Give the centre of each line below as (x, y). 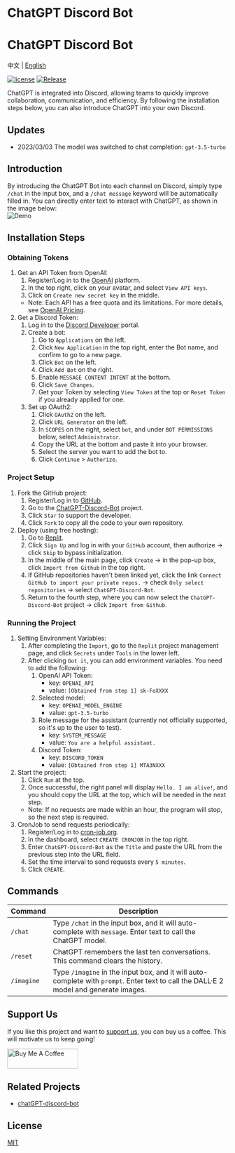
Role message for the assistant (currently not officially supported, (133, 720)
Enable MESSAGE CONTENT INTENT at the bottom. (105, 378)
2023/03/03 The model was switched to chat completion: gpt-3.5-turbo (121, 147)
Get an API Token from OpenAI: (63, 273)
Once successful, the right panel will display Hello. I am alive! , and (128, 787)
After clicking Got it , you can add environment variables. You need (125, 660)
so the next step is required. (68, 817)
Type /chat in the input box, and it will (115, 923)
